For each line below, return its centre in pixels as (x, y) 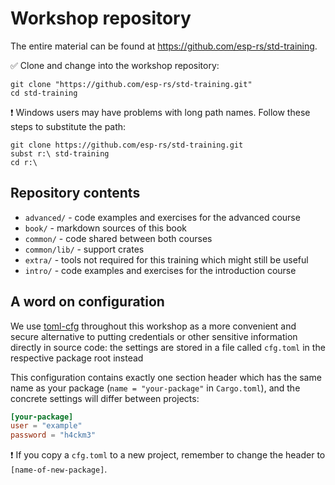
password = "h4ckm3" (53, 435)
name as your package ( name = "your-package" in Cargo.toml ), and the (155, 388)
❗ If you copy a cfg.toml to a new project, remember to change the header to (168, 455)
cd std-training (44, 93)
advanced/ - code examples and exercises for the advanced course (162, 217)
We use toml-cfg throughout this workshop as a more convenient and (153, 326)
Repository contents (75, 193)
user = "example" (46, 426)
